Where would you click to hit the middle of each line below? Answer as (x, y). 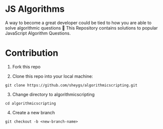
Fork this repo (26, 66)
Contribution (32, 53)
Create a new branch (33, 112)
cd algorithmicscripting (31, 103)
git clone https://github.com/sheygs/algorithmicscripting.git (71, 85)
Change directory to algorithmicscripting (53, 94)
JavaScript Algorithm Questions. (38, 33)
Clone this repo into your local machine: (53, 76)
